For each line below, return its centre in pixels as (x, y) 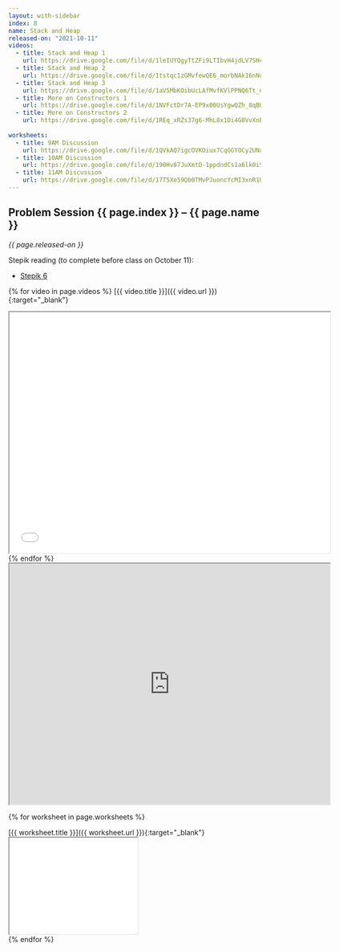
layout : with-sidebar (44, 16)
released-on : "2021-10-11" (53, 38)
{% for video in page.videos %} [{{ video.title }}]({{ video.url (107, 291)
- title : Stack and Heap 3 (61, 83)
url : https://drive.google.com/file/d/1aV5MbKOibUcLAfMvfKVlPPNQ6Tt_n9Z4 (148, 90)
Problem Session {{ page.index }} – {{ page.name (134, 212)
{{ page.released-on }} (46, 244)
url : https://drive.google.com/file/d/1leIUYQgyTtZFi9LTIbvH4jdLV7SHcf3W (148, 61)
